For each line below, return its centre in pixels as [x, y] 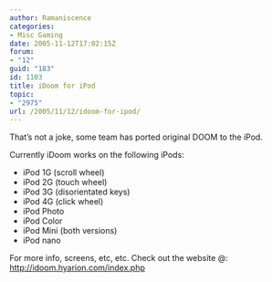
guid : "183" [32, 69]
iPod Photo [43, 212]
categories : [32, 26]
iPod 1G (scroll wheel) [63, 172]
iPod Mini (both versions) [70, 231]
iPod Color [42, 221]
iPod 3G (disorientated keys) [76, 192]
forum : [22, 52]
